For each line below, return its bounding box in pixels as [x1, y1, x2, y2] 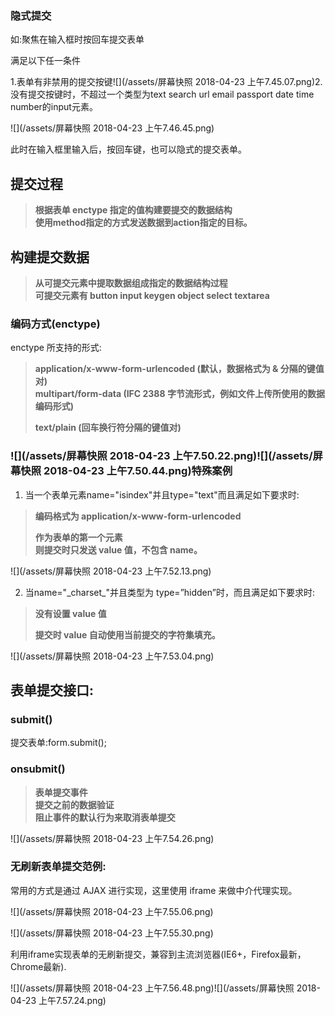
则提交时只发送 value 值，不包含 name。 [34, 543, 203, 556]
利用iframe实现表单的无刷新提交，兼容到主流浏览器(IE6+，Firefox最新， [10, 948, 307, 960]
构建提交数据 [10, 248, 90, 266]
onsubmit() [10, 762, 66, 776]
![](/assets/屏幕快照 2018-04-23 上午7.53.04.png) [10, 650, 215, 662]
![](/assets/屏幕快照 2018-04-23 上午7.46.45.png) [10, 122, 215, 134]
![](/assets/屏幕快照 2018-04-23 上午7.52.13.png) [10, 565, 212, 577]
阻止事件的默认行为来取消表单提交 [34, 811, 176, 823]
